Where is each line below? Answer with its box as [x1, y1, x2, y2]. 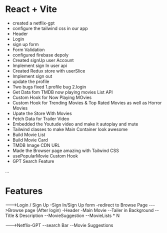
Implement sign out [12, 73, 52, 79]
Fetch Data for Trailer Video [12, 115, 69, 121]
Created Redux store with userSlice [12, 67, 85, 73]
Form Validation [12, 46, 45, 52]
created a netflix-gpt [12, 20, 55, 26]
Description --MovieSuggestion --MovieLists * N [19, 212, 120, 218]
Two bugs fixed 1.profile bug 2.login [12, 83, 86, 89]
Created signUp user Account [12, 57, 74, 63]
